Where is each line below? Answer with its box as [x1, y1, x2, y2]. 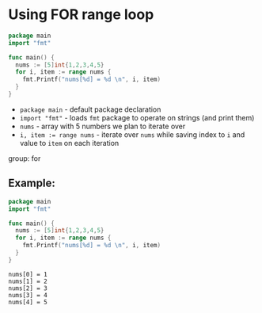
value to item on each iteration [19, 138, 120, 147]
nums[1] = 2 [8, 277, 47, 285]
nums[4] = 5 [8, 298, 47, 306]
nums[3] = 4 [8, 291, 47, 299]
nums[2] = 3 [8, 284, 47, 292]
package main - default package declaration [19, 105, 161, 114]
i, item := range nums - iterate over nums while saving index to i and [19, 129, 245, 139]
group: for [8, 153, 41, 163]
